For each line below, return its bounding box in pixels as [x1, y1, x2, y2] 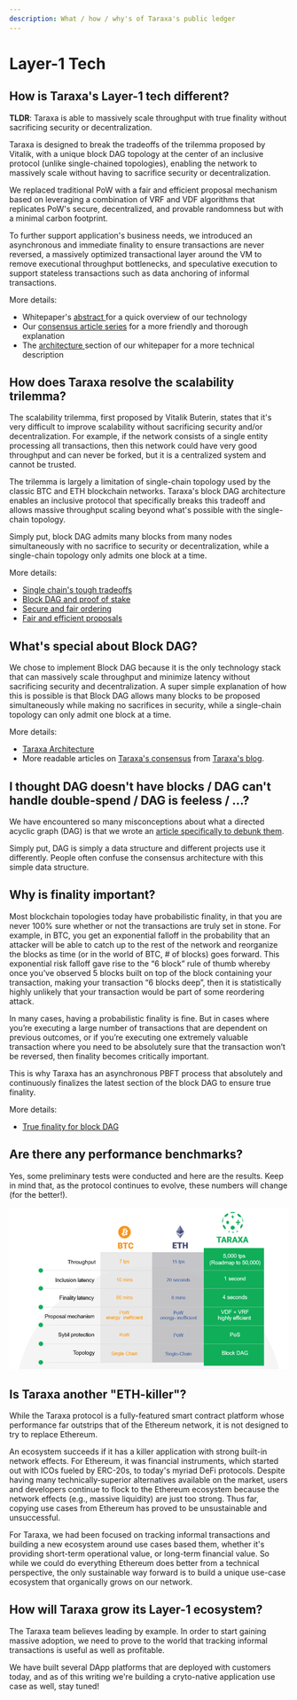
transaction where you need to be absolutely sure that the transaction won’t [9, 1041, 286, 1051]
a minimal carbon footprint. [9, 213, 108, 224]
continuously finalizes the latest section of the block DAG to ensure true [9, 1077, 271, 1088]
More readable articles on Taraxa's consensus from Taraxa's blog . [21, 753, 264, 764]
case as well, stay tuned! [9, 1680, 100, 1691]
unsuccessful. [9, 1512, 61, 1523]
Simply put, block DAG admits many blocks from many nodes [9, 531, 232, 542]
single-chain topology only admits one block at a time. [9, 550, 207, 561]
